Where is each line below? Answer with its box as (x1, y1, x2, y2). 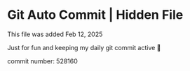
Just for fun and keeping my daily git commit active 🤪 (7, 43, 161, 52)
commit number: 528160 (7, 56, 79, 65)
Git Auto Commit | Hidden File (7, 7, 184, 23)
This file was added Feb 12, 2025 (7, 30, 103, 38)
